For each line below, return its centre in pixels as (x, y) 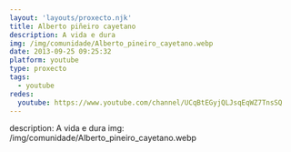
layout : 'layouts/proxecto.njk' (70, 18)
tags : (20, 77)
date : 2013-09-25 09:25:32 (60, 52)
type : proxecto (38, 69)
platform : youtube (44, 60)
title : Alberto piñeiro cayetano (73, 26)
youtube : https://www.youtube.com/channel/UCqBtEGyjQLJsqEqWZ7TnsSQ (150, 102)
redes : (22, 94)
